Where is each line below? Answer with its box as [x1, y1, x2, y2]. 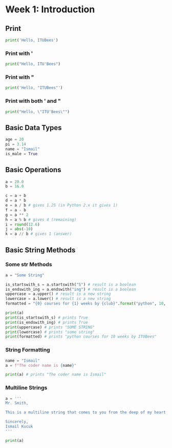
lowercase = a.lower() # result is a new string [5, 296, 111, 302]
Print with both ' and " [5, 98, 61, 105]
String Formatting [5, 346, 50, 353]
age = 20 [5, 137, 24, 142]
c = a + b [5, 193, 27, 198]
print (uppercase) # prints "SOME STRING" [5, 325, 95, 330]
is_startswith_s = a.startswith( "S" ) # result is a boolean [5, 282, 137, 287]
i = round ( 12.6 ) [5, 222, 40, 227]
